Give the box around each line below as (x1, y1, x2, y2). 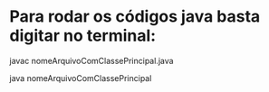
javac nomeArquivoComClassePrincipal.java (9, 55, 174, 66)
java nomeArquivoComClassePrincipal (9, 72, 152, 83)
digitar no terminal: (9, 25, 157, 46)
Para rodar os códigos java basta (9, 6, 261, 27)
